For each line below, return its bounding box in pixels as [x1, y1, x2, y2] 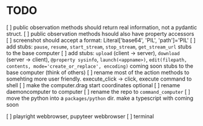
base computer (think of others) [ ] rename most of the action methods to [6, 68, 190, 76]
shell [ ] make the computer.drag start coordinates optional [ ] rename [6, 81, 181, 88]
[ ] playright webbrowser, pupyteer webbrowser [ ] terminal [6, 113, 155, 120]
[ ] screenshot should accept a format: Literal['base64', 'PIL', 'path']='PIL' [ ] [6, 36, 196, 44]
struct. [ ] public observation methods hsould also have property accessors [6, 30, 195, 37]
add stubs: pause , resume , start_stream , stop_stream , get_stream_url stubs [6, 43, 192, 50]
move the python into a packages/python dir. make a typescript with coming [6, 94, 194, 102]
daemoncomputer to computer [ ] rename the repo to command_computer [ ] [6, 88, 191, 95]
